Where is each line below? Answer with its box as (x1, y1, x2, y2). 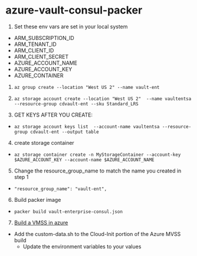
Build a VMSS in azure (14, 219, 68, 226)
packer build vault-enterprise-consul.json (14, 208, 123, 215)
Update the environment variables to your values (22, 242, 142, 250)
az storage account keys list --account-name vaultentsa (14, 124, 160, 129)
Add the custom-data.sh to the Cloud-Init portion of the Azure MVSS (14, 230, 181, 237)
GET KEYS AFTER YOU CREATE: (14, 111, 93, 118)
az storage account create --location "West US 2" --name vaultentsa (14, 95, 192, 102)
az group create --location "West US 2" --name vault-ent (14, 84, 160, 90)
